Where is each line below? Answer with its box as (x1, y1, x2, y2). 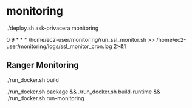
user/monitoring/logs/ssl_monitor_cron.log (6, 42, 112, 50)
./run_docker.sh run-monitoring (6, 94, 84, 101)
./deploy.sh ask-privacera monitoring (6, 24, 99, 32)
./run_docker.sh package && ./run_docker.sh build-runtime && (6, 88, 161, 95)
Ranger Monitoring (6, 60, 79, 70)
